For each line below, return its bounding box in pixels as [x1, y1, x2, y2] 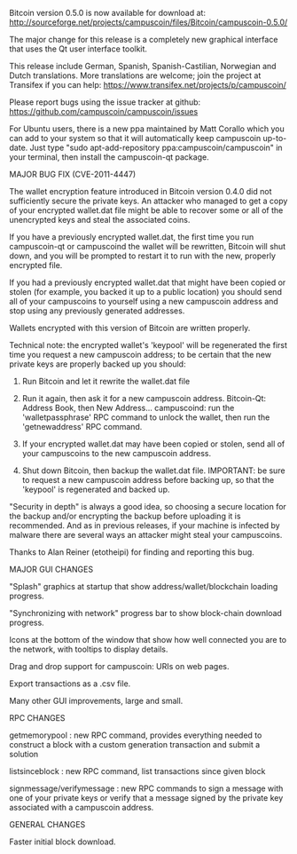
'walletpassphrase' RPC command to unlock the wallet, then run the [21, 412, 270, 423]
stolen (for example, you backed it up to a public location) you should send [9, 287, 282, 297]
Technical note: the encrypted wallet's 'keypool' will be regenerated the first [9, 340, 288, 350]
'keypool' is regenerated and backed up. [21, 484, 170, 494]
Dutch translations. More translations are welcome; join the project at [9, 70, 262, 81]
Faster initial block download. [9, 836, 117, 847]
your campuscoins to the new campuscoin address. [21, 448, 211, 458]
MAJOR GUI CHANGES [9, 564, 94, 574]
